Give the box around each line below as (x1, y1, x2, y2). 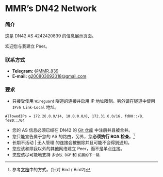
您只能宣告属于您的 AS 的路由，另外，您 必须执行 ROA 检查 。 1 (12, 133, 135, 139)
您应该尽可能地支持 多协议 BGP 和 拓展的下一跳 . (12, 151, 101, 158)
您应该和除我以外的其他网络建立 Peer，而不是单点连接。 (12, 145, 125, 151)
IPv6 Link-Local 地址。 (12, 104, 59, 110)
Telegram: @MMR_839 (12, 68, 59, 74)
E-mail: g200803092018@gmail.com (12, 73, 86, 79)
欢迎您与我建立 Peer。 (5, 43, 50, 49)
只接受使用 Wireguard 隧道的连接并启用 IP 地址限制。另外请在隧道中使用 (12, 98, 155, 104)
